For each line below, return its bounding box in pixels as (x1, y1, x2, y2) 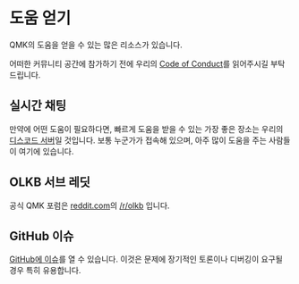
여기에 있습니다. (18, 146, 74, 156)
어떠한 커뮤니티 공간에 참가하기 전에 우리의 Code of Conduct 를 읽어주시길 (9, 58, 269, 69)
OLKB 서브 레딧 (9, 175, 91, 190)
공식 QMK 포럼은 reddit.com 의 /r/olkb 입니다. (9, 200, 170, 211)
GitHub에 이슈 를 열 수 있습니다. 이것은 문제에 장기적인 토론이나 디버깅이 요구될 (9, 254, 284, 264)
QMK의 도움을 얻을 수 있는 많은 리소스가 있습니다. (9, 39, 184, 50)
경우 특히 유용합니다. (9, 265, 81, 276)
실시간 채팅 (9, 98, 67, 113)
